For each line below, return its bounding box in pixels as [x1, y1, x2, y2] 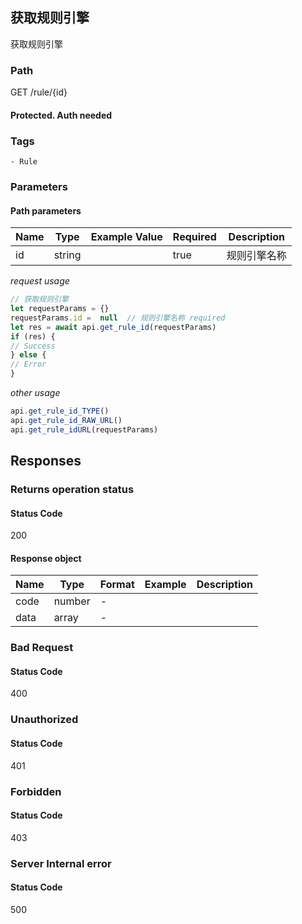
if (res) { [10, 331, 56, 342]
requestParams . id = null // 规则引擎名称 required [10, 313, 226, 323]
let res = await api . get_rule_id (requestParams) [10, 322, 217, 332]
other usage [10, 387, 61, 398]
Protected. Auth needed [10, 109, 113, 121]
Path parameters [10, 204, 82, 217]
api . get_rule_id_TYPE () [10, 406, 110, 416]
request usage [10, 275, 70, 287]
